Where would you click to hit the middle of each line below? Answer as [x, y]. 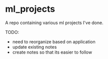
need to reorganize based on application [54, 42]
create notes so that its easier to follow [52, 52]
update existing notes [35, 47]
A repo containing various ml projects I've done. [54, 23]
